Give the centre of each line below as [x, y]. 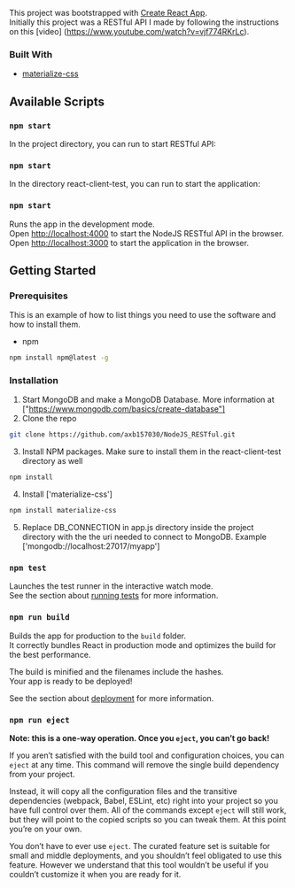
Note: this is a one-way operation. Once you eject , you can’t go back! [140, 737]
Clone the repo [49, 419]
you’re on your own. [46, 829]
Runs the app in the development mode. [82, 224]
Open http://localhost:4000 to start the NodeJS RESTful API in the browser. [147, 233]
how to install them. [45, 324]
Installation [34, 381]
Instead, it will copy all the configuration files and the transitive [123, 791]
